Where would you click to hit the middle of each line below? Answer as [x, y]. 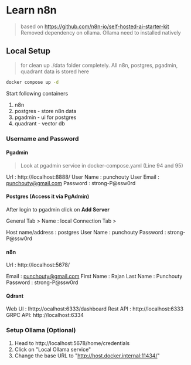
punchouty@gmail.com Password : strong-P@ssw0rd [71, 183]
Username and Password [42, 138]
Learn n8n [31, 10]
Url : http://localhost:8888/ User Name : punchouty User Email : [83, 177]
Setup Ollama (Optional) [41, 330]
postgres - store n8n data [45, 111]
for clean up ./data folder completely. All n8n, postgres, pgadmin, [99, 65]
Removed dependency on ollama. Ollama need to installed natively [100, 32]
